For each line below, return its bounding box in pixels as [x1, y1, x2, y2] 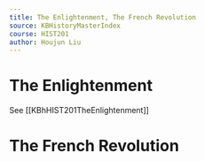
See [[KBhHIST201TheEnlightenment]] [9, 105, 149, 116]
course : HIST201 [9, 29, 69, 38]
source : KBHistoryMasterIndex [9, 21, 122, 30]
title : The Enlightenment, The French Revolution [9, 12, 197, 22]
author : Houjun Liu [9, 37, 82, 47]
